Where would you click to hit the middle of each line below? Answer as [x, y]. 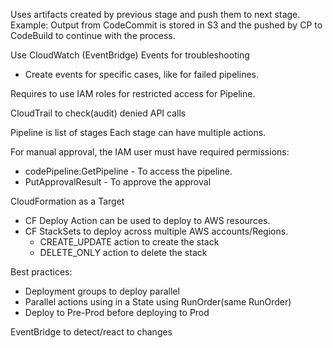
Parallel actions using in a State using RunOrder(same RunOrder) [158, 302]
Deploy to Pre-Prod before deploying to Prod [117, 312]
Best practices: [41, 272]
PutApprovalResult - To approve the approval [118, 182]
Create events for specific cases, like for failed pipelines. [141, 74]
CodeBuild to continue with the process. [93, 35]
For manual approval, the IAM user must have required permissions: [150, 152]
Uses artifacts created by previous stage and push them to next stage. [155, 14]
